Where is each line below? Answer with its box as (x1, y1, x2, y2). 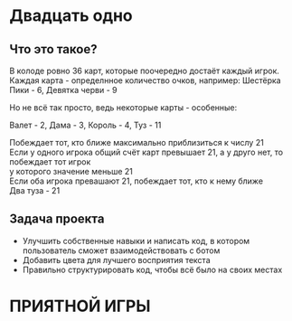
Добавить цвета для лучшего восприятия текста (22, 254, 211, 265)
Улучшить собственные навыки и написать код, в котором (22, 235, 250, 246)
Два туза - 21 (9, 185, 61, 195)
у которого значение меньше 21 (9, 166, 134, 176)
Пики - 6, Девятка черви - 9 (9, 85, 118, 95)
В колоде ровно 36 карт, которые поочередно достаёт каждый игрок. (9, 65, 280, 76)
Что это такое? (9, 42, 98, 57)
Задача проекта (9, 212, 105, 227)
